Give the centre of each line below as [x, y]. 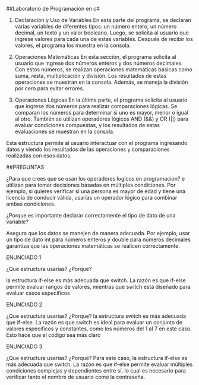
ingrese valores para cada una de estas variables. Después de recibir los [104, 39]
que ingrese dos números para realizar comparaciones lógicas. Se [96, 106]
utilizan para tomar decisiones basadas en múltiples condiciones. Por [91, 185]
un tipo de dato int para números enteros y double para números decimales [99, 239]
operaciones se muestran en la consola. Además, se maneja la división [101, 82]
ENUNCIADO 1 [24, 257]
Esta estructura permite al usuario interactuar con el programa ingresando [97, 143]
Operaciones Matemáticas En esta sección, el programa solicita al [95, 57]
